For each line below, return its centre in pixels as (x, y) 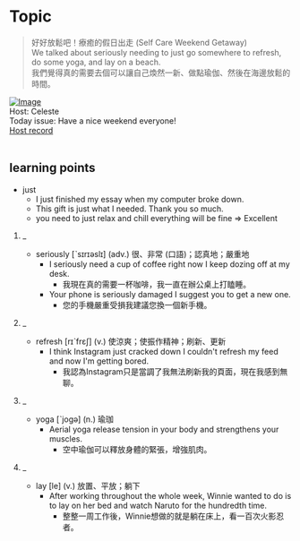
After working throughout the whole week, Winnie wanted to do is (170, 495)
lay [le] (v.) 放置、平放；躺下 (88, 485)
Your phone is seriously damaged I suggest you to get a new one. (170, 294)
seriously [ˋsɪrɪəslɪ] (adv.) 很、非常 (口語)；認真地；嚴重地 (142, 253)
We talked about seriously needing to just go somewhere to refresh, (156, 52)
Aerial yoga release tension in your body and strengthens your (164, 429)
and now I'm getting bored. (99, 361)
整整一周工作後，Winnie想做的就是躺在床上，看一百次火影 (169, 516)
